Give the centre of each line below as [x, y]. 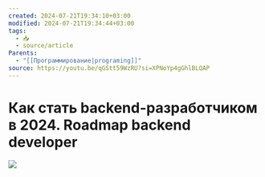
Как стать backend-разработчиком [133, 107]
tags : [17, 31]
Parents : [23, 53]
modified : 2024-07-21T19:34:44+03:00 [71, 23]
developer [43, 142]
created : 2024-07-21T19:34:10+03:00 [69, 16]
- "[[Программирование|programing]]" [79, 61]
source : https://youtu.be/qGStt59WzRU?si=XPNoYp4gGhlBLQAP [109, 68]
